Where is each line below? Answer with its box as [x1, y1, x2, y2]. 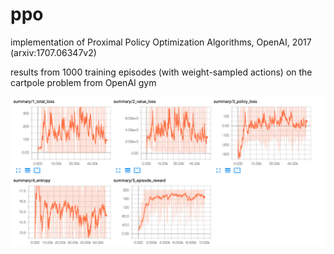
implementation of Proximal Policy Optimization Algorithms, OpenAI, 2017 [10, 36, 312, 48]
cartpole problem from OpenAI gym [10, 76, 157, 88]
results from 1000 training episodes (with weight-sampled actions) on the [10, 66, 313, 78]
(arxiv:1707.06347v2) [10, 46, 97, 58]
